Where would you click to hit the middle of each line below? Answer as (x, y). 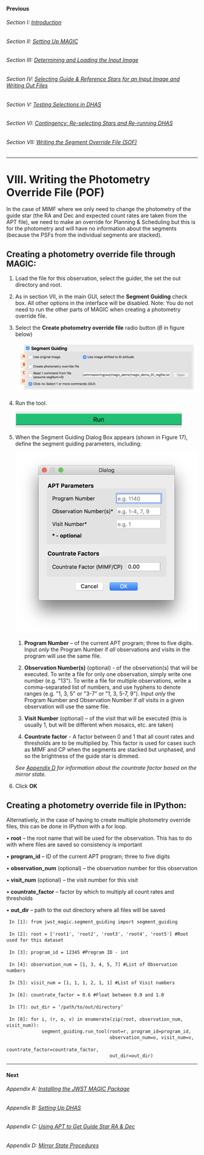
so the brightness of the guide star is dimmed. (82, 756)
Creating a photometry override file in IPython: (97, 805)
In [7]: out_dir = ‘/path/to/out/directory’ (66, 1007)
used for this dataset (35, 940)
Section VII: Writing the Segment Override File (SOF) (72, 142)
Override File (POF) (56, 192)
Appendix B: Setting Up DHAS (44, 1108)
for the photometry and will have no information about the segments (92, 229)
